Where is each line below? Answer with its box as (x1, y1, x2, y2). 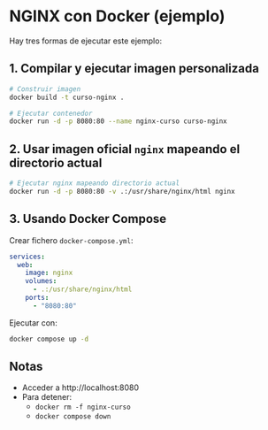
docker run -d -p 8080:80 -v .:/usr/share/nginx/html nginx (9, 187, 236, 196)
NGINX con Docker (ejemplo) (9, 6, 226, 27)
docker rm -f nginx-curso (34, 403, 131, 412)
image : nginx (25, 268, 73, 278)
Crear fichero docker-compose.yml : (9, 234, 134, 245)
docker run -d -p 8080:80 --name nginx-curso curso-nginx (9, 117, 227, 126)
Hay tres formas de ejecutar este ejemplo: (9, 35, 162, 46)
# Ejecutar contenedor (9, 109, 93, 118)
